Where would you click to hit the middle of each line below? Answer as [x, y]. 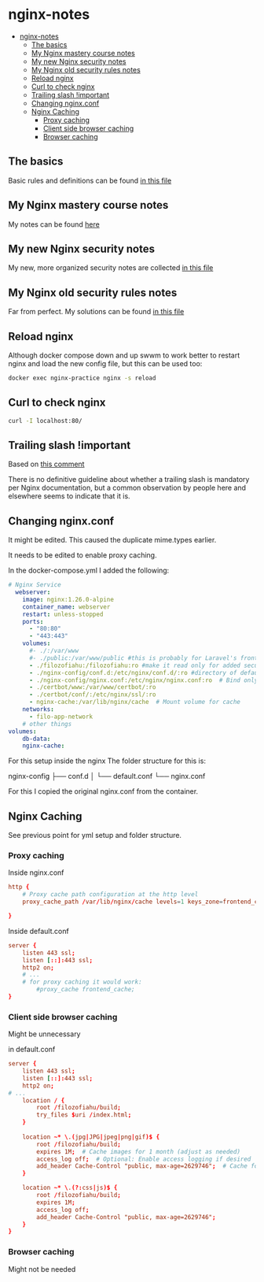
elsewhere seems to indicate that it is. [70, 496]
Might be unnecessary [44, 1034]
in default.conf [32, 1050]
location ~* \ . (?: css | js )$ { [70, 1188]
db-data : [37, 739]
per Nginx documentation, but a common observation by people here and [127, 488]
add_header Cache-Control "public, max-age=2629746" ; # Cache [142, 1166]
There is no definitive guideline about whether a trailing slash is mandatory [129, 480]
